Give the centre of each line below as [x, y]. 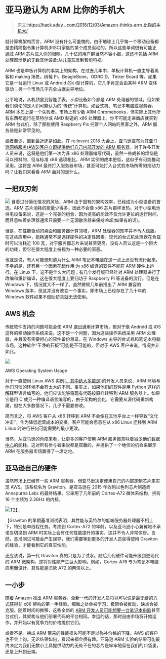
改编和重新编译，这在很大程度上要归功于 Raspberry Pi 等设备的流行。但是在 [82, 278]
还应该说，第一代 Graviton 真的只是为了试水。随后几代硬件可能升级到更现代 [82, 556]
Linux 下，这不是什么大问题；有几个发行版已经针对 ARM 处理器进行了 [90, 272]
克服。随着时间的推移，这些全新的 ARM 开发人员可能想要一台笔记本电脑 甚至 [83, 610]
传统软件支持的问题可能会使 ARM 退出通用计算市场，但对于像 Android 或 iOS [83, 327]
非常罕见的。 [31, 130]
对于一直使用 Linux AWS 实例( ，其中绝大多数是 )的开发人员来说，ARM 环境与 [83, 380]
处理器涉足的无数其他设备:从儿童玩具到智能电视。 [56, 60]
